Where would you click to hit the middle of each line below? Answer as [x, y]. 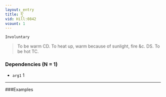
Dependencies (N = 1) [31, 64]
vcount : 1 [15, 24]
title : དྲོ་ [14, 14]
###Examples [19, 89]
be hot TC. [28, 51]
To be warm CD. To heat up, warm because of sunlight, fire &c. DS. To [88, 46]
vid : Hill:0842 [21, 19]
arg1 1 [18, 75]
